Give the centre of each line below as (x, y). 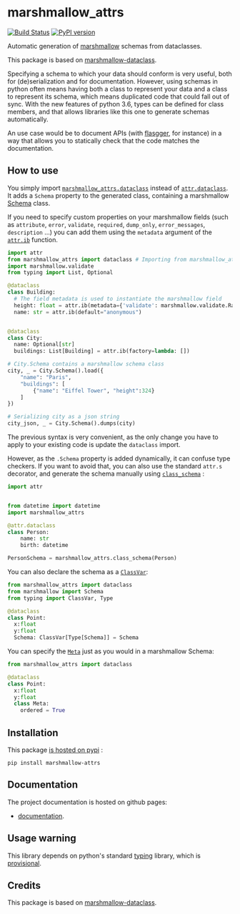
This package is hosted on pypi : (55, 750)
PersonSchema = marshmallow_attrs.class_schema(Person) (92, 558)
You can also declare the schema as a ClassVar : (78, 572)
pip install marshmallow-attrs (54, 763)
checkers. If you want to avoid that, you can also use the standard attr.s (115, 466)
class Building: (31, 292)
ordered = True (43, 710)
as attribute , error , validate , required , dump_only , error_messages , (106, 224)
